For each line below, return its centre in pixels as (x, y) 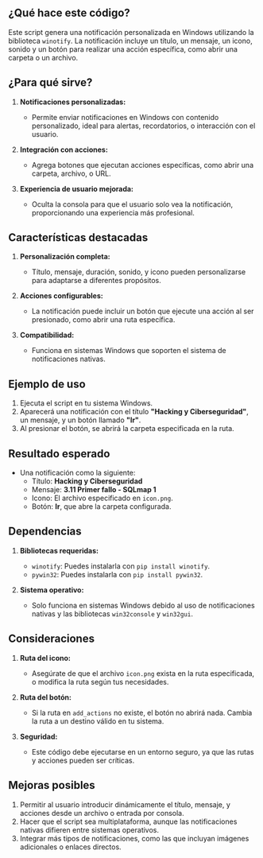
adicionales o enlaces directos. (70, 847)
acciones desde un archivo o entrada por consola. (102, 813)
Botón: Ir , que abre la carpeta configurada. (101, 507)
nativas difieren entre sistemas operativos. (89, 829)
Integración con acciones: (64, 149)
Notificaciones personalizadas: (73, 102)
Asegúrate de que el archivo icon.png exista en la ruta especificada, (143, 673)
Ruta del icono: (45, 658)
